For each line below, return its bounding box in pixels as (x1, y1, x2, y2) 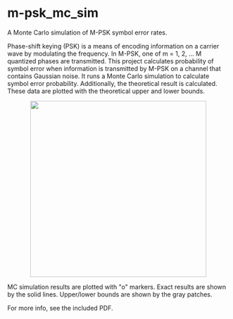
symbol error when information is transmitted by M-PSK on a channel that (7, 64, 222, 73)
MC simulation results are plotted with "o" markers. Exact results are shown (7, 282, 227, 291)
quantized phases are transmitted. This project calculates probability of (7, 56, 215, 65)
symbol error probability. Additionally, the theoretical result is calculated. (7, 79, 218, 87)
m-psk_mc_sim (7, 5, 99, 21)
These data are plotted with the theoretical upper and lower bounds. (7, 87, 206, 95)
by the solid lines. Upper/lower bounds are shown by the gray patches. (7, 290, 213, 299)
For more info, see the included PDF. (7, 304, 113, 312)
